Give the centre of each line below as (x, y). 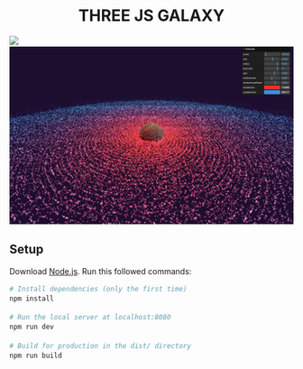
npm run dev (32, 327)
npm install (32, 299)
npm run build (36, 355)
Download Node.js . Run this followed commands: (101, 271)
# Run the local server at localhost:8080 (90, 318)
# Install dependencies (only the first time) (98, 289)
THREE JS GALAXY (151, 16)
